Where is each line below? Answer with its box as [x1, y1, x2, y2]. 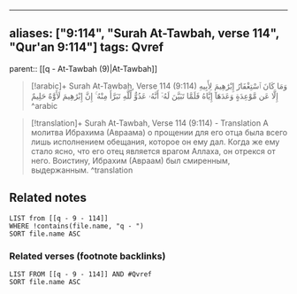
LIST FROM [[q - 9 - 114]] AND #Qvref [9, 269, 152, 279]
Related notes [9, 190, 87, 205]
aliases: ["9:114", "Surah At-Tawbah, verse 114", [9, 26, 280, 41]
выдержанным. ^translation [30, 165, 133, 175]
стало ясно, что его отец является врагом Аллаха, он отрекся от [30, 145, 276, 156]
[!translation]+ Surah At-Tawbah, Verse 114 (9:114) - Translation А [30, 117, 269, 128]
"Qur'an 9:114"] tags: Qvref [9, 40, 164, 55]
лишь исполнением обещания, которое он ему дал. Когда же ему [30, 136, 280, 147]
